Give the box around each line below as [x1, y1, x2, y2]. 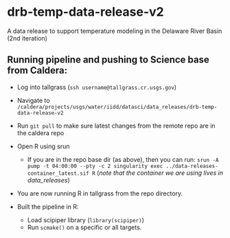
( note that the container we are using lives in [97, 169, 223, 177]
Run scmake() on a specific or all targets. [27, 223, 142, 231]
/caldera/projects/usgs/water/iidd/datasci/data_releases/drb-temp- [16, 104, 218, 110]
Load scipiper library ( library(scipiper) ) [27, 215, 144, 224]
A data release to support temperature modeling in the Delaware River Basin [7, 27, 222, 35]
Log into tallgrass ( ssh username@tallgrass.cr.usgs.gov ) [16, 83, 177, 91]
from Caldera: [7, 64, 68, 76]
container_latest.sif [27, 169, 89, 177]
